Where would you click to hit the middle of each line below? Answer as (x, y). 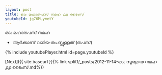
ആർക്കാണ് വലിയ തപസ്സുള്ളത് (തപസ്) (52, 43)
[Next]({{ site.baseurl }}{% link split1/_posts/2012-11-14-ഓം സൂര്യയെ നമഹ (81, 62)
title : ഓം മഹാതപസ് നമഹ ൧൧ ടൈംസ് (45, 14)
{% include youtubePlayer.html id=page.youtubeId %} (60, 52)
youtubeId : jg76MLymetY (29, 19)
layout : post (18, 10)
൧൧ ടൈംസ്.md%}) (25, 67)
